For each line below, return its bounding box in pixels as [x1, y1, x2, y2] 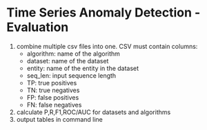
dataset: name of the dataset [26, 56, 109, 65]
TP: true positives [26, 78, 77, 87]
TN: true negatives [26, 86, 80, 94]
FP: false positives [26, 93, 79, 101]
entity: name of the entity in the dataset [26, 64, 139, 72]
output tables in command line [16, 115, 103, 123]
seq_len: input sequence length [26, 71, 117, 80]
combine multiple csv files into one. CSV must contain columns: [16, 42, 198, 50]
